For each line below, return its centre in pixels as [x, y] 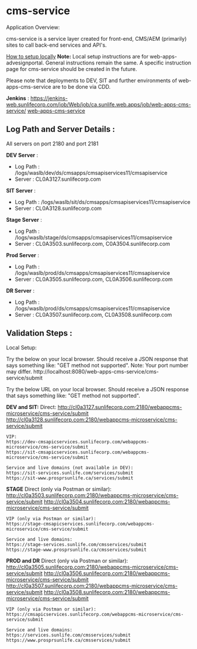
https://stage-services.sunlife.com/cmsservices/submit [76, 544]
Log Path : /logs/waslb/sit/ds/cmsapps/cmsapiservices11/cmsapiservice [102, 202]
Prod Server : [23, 255]
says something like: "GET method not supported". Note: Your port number [97, 365]
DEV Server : [22, 155]
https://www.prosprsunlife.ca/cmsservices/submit [69, 640]
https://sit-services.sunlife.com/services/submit [70, 473]
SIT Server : [21, 190]
